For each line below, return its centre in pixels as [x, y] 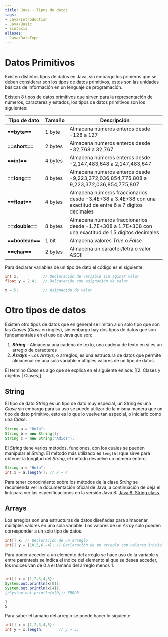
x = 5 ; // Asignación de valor [49, 290]
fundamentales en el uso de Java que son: [49, 335]
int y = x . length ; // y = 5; [42, 629]
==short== [21, 146]
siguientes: [16, 108]
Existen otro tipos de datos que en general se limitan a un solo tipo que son [82, 324]
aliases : [14, 33]
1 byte [53, 132]
